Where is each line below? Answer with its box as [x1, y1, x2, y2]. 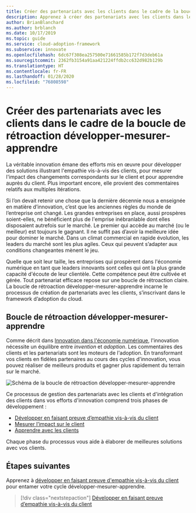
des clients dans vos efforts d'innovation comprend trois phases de [6, 397, 168, 404]
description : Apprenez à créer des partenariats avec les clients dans [6, 14, 184, 20]
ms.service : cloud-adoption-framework [6, 41, 100, 47]
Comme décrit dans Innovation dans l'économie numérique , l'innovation [6, 337, 179, 344]
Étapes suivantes [6, 461, 71, 471]
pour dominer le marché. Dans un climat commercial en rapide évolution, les [6, 234, 190, 241]
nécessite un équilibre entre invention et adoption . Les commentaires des [6, 343, 183, 350]
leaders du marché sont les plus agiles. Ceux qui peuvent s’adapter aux [6, 240, 178, 247]
